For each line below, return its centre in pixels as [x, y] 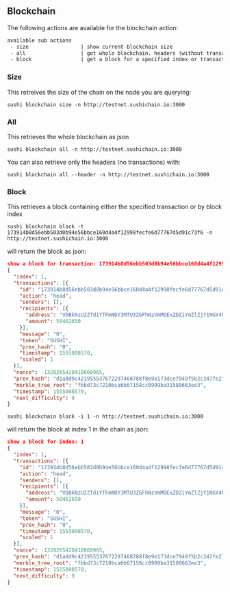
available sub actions [39, 40]
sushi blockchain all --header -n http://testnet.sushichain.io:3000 [108, 174]
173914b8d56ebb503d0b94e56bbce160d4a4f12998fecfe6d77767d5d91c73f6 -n [110, 233]
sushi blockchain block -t [46, 227]
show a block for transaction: [52, 264]
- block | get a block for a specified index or [103, 60]
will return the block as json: [47, 251]
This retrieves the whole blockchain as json [68, 137]
